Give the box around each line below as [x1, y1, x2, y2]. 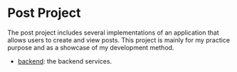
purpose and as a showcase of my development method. [7, 43, 174, 52]
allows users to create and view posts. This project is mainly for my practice [7, 35, 230, 44]
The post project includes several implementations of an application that [7, 28, 219, 37]
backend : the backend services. [17, 56, 112, 65]
